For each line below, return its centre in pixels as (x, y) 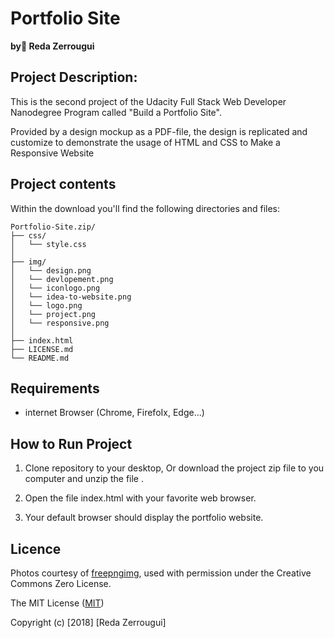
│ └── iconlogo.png (55, 288)
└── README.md (40, 358)
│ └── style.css (48, 244)
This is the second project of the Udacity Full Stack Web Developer (148, 101)
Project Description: (74, 77)
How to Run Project (71, 443)
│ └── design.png (51, 270)
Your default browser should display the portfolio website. (144, 518)
